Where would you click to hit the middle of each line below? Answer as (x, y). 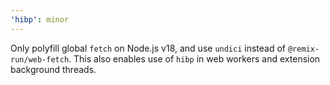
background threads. (53, 69)
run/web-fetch (40, 59)
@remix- (303, 49)
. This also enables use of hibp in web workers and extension (194, 58)
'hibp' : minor (40, 19)
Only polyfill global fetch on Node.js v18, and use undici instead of (148, 48)
